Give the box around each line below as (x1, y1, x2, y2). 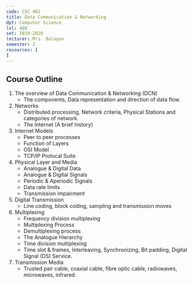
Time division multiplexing (23, 240, 87, 247)
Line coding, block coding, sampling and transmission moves (23, 203, 172, 210)
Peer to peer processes (23, 134, 81, 141)
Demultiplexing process (23, 227, 81, 235)
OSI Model (23, 146, 49, 153)
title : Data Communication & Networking (6, 14, 107, 20)
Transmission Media (14, 259, 64, 266)
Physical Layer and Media (14, 158, 78, 166)
